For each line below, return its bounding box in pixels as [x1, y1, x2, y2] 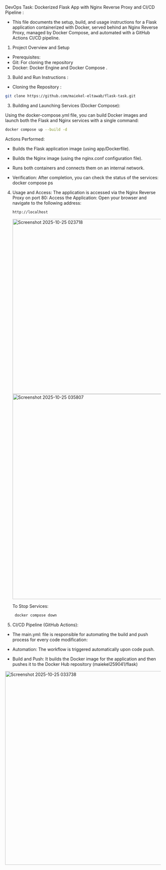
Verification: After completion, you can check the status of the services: [12, 174, 159, 180]
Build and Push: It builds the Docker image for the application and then [12, 655, 157, 662]
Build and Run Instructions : [12, 74, 69, 80]
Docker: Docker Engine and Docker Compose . [12, 65, 108, 71]
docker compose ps [12, 180, 53, 186]
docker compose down [14, 613, 57, 618]
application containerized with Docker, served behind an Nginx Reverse [12, 24, 158, 30]
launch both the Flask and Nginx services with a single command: [5, 117, 139, 123]
